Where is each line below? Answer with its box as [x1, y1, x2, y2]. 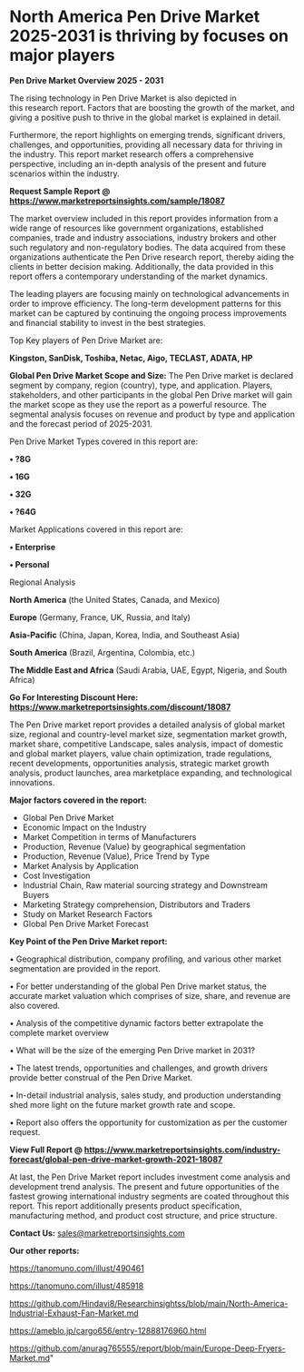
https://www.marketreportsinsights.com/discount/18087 [9, 701, 231, 712]
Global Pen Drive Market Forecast [22, 918, 150, 929]
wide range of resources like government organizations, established [9, 222, 264, 233]
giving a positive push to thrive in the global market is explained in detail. [9, 112, 281, 123]
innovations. [9, 776, 55, 787]
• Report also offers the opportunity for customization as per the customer [9, 1117, 288, 1128]
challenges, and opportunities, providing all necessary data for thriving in [9, 139, 283, 150]
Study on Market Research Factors [22, 908, 152, 919]
